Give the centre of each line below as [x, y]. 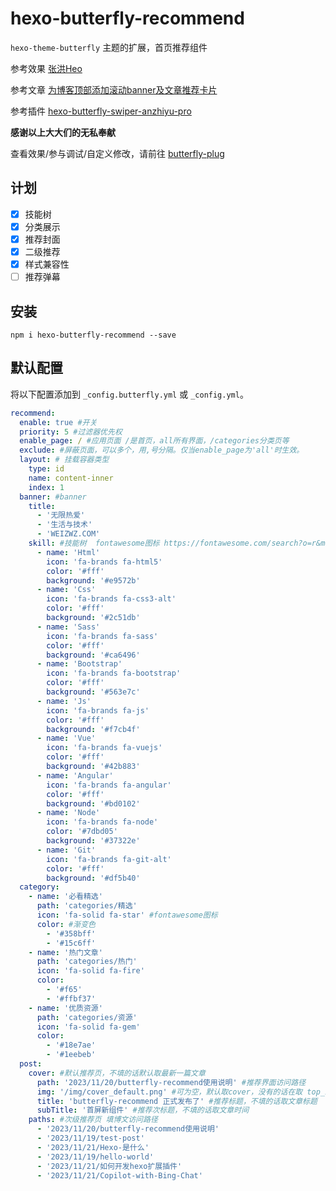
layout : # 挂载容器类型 [64, 460]
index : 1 [46, 487]
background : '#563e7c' [93, 692]
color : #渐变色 [66, 924]
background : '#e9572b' [93, 580]
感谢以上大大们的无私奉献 [63, 132]
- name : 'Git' [66, 850]
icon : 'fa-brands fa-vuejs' [104, 748]
